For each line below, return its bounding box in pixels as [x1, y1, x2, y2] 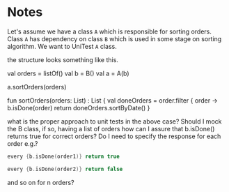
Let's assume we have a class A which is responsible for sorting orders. [7, 27, 212, 36]
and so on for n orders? [7, 178, 74, 186]
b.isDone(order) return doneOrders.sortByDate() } [7, 103, 150, 112]
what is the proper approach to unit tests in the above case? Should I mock [7, 117, 222, 126]
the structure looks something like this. [7, 55, 118, 64]
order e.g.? [7, 139, 38, 147]
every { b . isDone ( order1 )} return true [7, 153, 120, 160]
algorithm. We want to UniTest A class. [7, 42, 117, 50]
